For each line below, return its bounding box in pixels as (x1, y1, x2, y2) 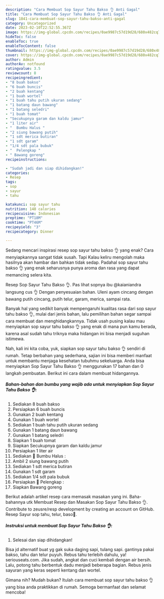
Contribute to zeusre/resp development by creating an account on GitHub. (5, 506, 155, 512)
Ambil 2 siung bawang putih (12, 458, 69, 464)
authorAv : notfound (5, 62, 45, 66)
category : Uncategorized (5, 21, 56, 26)
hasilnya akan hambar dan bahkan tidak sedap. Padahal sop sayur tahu (5, 259, 148, 265)
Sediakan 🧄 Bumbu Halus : (12, 453, 66, 459)
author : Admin (5, 57, 35, 62)
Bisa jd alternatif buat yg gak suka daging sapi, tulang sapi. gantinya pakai (5, 546, 154, 552)
